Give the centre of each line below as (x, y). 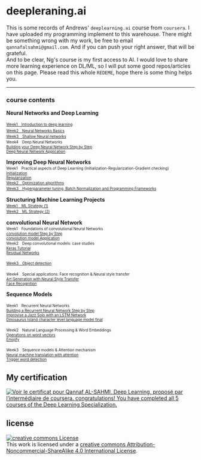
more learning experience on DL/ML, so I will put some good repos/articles (98, 66)
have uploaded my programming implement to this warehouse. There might (99, 34)
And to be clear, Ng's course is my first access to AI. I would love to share (97, 59)
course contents (31, 100)
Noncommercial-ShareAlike (40, 450)
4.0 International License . (106, 450)
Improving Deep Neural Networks (49, 162)
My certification (37, 377)
